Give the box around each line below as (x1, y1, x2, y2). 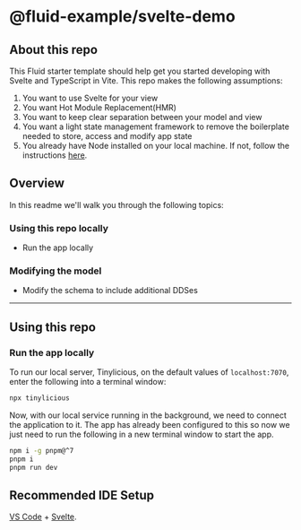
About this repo (9, 42, 99, 57)
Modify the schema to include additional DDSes (21, 285, 199, 296)
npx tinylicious (9, 394, 70, 403)
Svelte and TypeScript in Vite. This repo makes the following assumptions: (9, 75, 284, 86)
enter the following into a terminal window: (9, 377, 167, 387)
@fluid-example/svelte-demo (9, 6, 236, 27)
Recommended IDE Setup (9, 487, 155, 503)
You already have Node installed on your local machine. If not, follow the (21, 141, 289, 151)
